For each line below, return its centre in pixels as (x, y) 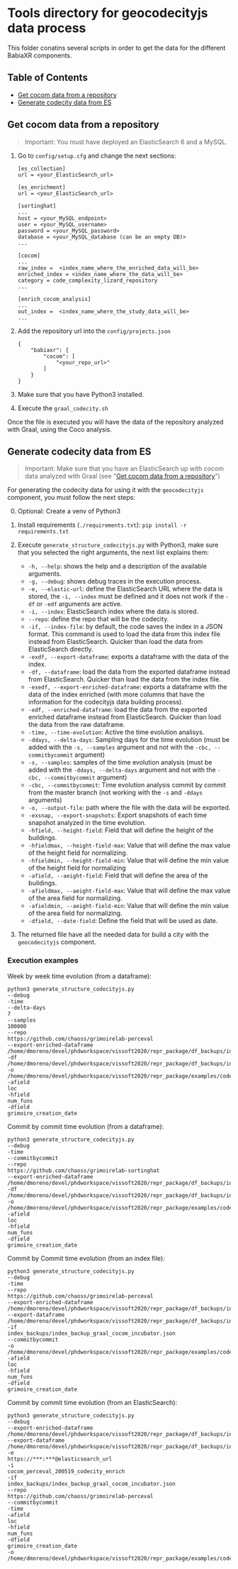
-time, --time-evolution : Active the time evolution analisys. (116, 732)
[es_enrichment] (41, 187)
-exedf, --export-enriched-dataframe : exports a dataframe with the (127, 687)
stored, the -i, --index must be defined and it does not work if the (126, 596)
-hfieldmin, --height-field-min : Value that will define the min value (128, 860)
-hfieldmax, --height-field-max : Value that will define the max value (129, 846)
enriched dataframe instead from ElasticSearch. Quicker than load (125, 717)
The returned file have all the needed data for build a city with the (113, 934)
